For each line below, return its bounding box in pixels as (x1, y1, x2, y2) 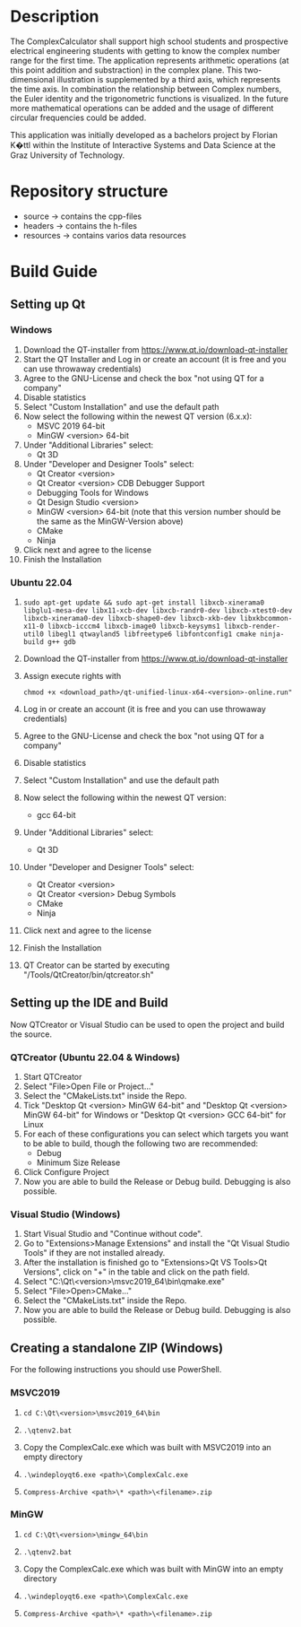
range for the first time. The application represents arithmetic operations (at (10, 55, 289, 65)
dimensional (10, 74, 56, 84)
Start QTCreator (22, 1072, 82, 1083)
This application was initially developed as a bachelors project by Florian (10, 129, 279, 140)
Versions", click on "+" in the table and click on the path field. (22, 1266, 250, 1277)
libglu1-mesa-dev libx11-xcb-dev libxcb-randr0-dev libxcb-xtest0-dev (22, 606, 293, 615)
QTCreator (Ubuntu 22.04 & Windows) (10, 1051, 181, 1064)
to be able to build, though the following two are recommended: (22, 1138, 259, 1149)
